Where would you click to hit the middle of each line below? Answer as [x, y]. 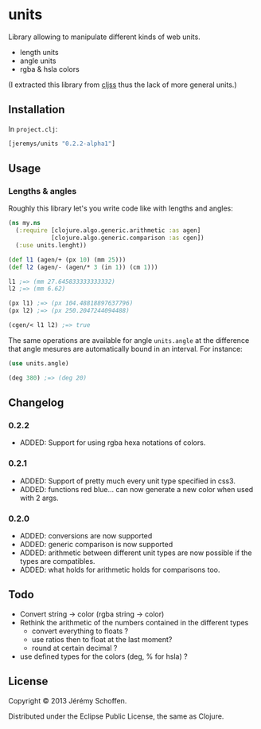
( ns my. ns [25, 223]
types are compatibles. [57, 561]
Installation [37, 110]
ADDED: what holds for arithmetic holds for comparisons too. [120, 569]
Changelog [36, 403]
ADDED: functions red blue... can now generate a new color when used [136, 489]
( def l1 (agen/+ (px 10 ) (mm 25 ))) [67, 260]
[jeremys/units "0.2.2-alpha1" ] [62, 144]
